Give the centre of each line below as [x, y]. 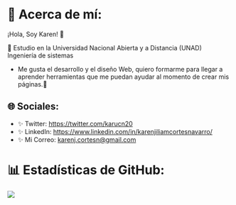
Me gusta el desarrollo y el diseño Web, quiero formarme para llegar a [120, 69]
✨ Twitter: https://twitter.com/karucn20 [75, 123]
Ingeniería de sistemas [41, 55]
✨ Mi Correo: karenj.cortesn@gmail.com [77, 139]
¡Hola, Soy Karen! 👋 [36, 34]
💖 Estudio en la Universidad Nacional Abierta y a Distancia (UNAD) [105, 48]
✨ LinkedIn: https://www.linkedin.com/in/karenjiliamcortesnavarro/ [115, 131]
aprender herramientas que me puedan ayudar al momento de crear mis [123, 77]
